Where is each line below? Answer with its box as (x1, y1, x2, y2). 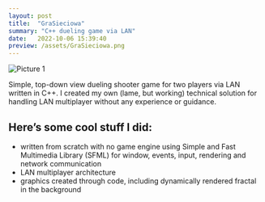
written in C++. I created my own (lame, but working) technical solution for (8, 88, 258, 98)
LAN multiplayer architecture (19, 167, 116, 177)
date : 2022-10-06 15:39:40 (8, 34, 107, 43)
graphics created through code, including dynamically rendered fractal (19, 175, 257, 186)
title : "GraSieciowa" (8, 19, 85, 27)
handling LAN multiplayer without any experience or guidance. (8, 97, 217, 107)
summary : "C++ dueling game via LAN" (8, 27, 136, 35)
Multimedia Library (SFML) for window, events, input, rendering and (19, 150, 246, 160)
